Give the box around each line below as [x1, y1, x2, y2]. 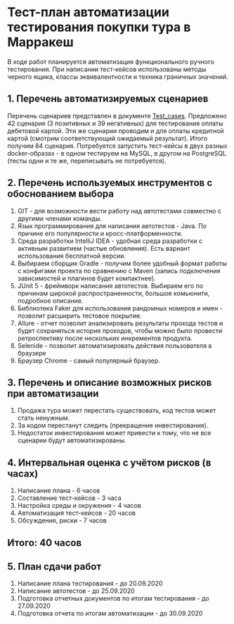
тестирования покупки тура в [7, 19, 191, 35]
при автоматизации [7, 387, 99, 399]
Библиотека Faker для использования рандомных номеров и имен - [17, 304, 223, 312]
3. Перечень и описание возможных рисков [7, 376, 212, 388]
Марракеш [7, 35, 74, 50]
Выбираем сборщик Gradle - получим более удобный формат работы [17, 258, 227, 268]
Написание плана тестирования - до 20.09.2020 [17, 579, 163, 588]
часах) [7, 468, 39, 480]
